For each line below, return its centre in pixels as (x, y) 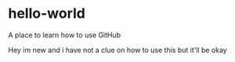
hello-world (47, 14)
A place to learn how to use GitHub (65, 35)
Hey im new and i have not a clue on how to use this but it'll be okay (117, 50)
